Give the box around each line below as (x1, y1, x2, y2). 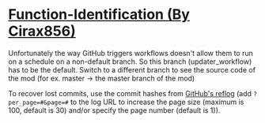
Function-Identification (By (8, 6, 190, 24)
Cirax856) (8, 22, 77, 40)
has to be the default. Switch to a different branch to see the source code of (8, 65, 256, 74)
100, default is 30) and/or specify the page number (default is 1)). (8, 105, 221, 115)
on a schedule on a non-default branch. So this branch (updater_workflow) (8, 57, 252, 66)
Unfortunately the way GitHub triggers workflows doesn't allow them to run (8, 48, 253, 58)
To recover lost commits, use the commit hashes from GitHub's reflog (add (8, 88, 252, 98)
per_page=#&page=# (8, 99, 69, 106)
